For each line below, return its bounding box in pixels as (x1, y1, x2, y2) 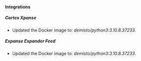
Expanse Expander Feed (5, 38, 56, 44)
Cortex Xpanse (5, 15, 37, 21)
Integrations (5, 4, 31, 10)
